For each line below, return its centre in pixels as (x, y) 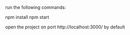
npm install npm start (27, 17)
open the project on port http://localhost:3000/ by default (65, 27)
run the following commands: (36, 7)
